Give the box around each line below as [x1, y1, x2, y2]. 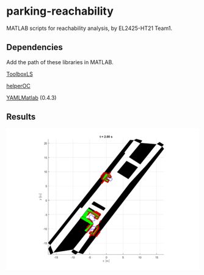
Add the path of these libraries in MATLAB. [6, 58, 114, 65]
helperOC [6, 82, 31, 89]
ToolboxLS [6, 70, 34, 78]
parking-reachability [6, 4, 114, 18]
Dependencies [6, 42, 63, 53]
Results [6, 112, 36, 122]
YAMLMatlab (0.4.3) [6, 94, 57, 101]
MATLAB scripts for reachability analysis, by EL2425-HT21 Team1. [6, 24, 173, 32]
